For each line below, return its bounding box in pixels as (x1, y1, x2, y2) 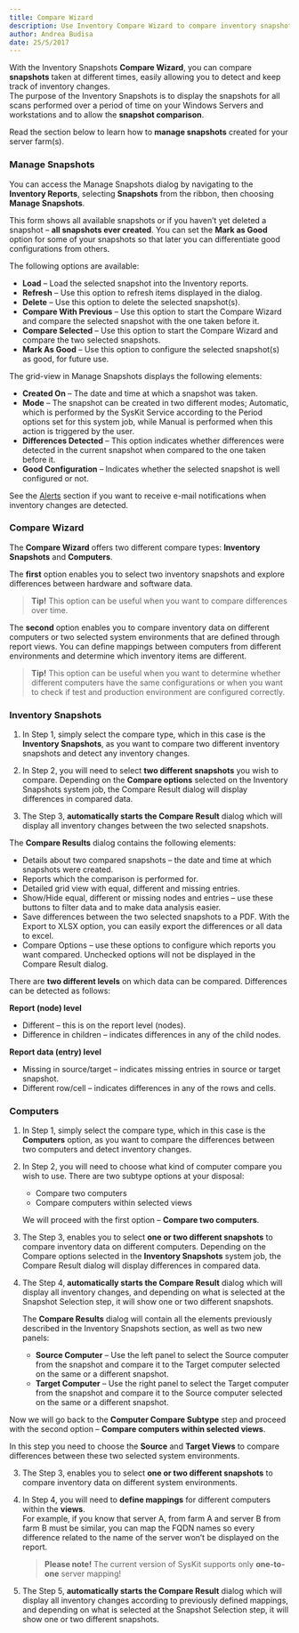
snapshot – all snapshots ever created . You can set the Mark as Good (9, 224, 269, 235)
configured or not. (21, 473, 89, 483)
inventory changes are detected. (9, 499, 129, 510)
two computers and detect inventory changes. (21, 1144, 192, 1155)
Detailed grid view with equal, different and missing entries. (21, 883, 240, 894)
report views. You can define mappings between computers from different (9, 641, 282, 651)
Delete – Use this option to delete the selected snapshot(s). (21, 296, 240, 307)
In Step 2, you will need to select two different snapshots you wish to (21, 765, 279, 776)
